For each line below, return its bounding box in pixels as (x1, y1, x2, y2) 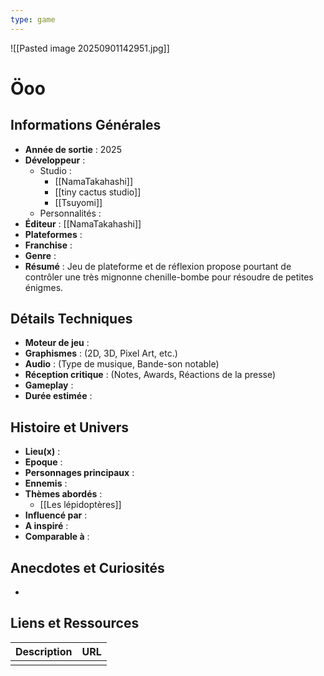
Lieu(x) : (24, 446, 61, 458)
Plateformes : (24, 228, 83, 240)
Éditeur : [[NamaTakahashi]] (24, 217, 142, 230)
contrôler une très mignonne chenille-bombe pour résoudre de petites (24, 271, 314, 283)
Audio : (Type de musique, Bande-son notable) (24, 358, 220, 370)
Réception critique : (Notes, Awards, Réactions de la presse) (24, 369, 277, 381)
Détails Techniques (10, 311, 133, 328)
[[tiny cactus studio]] (54, 186, 142, 198)
